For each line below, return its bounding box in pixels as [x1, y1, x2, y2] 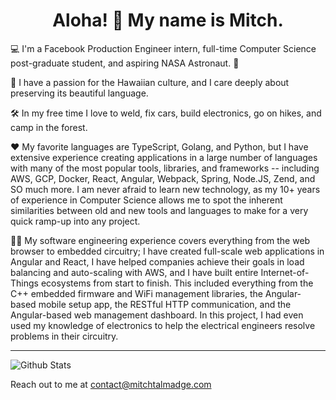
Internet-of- [260, 266, 310, 278]
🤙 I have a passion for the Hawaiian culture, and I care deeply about [10, 76, 290, 88]
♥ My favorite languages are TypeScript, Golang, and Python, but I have [10, 140, 309, 153]
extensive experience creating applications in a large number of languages [10, 151, 318, 163]
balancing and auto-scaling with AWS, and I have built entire [10, 266, 259, 278]
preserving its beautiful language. [10, 87, 149, 99]
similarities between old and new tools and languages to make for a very [10, 204, 309, 216]
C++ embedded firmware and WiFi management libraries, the [10, 287, 263, 299]
